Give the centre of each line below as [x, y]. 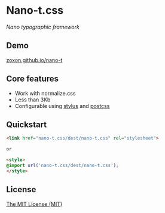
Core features [32, 79]
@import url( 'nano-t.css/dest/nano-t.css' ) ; [62, 165]
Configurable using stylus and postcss [62, 106]
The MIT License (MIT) [34, 204]
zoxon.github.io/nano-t [34, 60]
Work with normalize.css [45, 93]
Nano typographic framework [43, 27]
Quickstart [27, 124]
